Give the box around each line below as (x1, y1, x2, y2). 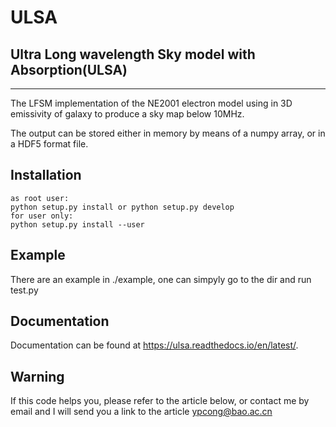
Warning (10, 368, 65, 385)
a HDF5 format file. (10, 138, 89, 150)
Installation (10, 167, 82, 184)
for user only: (10, 211, 74, 221)
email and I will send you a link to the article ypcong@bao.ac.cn (10, 406, 273, 418)
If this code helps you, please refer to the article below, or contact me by (10, 395, 310, 407)
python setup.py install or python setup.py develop (10, 202, 235, 212)
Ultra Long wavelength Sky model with (10, 46, 256, 63)
